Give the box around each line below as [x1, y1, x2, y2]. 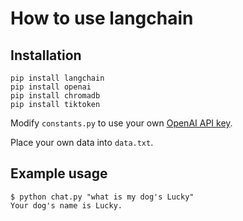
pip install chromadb [10, 91, 101, 101]
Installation [10, 47, 82, 64]
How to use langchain [10, 7, 194, 30]
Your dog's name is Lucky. [10, 200, 123, 211]
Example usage [10, 165, 108, 182]
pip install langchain [10, 73, 105, 83]
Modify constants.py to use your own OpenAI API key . [10, 117, 233, 129]
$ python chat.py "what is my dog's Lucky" [10, 192, 195, 202]
